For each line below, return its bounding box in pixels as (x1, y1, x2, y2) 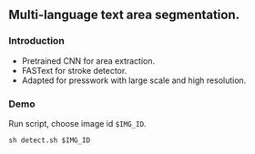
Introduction (8, 35, 65, 47)
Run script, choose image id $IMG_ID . (8, 118, 147, 128)
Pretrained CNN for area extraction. (21, 55, 156, 67)
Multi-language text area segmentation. (8, 7, 240, 23)
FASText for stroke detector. (21, 65, 127, 76)
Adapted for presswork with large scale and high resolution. (21, 75, 247, 86)
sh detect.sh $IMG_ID (8, 136, 91, 145)
